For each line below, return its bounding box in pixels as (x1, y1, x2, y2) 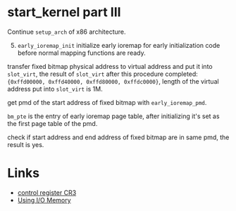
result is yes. (7, 140, 44, 148)
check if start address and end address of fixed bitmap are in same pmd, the (7, 133, 230, 141)
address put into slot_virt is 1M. (7, 84, 104, 93)
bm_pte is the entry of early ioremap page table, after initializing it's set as (7, 112, 220, 120)
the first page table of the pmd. (7, 119, 98, 127)
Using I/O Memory (17, 196, 72, 204)
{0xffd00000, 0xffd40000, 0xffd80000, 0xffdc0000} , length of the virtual (7, 77, 220, 85)
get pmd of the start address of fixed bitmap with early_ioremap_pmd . (7, 98, 207, 106)
